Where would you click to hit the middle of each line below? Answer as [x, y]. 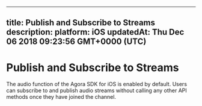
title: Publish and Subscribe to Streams [81, 23]
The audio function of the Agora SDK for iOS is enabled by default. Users [97, 84]
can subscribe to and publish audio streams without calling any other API [97, 90]
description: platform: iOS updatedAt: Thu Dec [95, 32]
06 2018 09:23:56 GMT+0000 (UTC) [76, 42]
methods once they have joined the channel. [61, 97]
